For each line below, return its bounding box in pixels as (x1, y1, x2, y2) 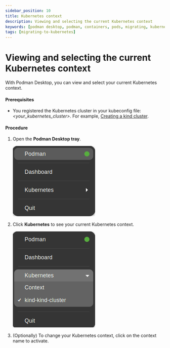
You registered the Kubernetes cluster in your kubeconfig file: (12, 108, 142, 114)
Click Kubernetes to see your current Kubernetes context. (12, 221, 134, 227)
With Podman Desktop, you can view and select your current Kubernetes (5, 80, 157, 86)
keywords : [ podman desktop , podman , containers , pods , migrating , (5, 24, 148, 29)
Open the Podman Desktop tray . (12, 136, 81, 142)
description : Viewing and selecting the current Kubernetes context (5, 19, 153, 24)
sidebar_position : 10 (5, 8, 51, 13)
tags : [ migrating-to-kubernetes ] (5, 29, 76, 35)
